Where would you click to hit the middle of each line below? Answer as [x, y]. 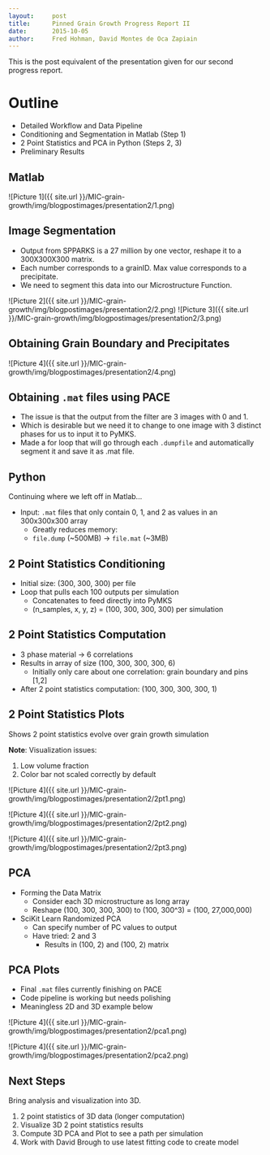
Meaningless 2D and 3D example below [86, 1007]
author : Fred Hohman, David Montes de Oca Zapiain [103, 39]
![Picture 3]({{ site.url [213, 309]
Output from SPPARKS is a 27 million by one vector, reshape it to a [131, 250]
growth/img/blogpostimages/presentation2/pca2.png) [99, 1055]
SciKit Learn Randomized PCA [71, 918]
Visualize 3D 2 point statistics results [81, 1125]
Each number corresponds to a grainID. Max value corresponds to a [133, 267]
